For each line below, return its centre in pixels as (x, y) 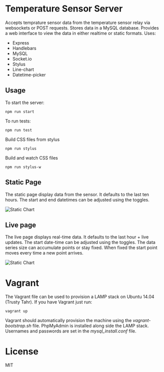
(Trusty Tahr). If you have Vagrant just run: (49, 302)
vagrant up (16, 311)
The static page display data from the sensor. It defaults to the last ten (77, 194)
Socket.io (22, 58)
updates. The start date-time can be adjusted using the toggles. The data (80, 242)
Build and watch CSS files (32, 157)
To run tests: (18, 121)
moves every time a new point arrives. (44, 253)
